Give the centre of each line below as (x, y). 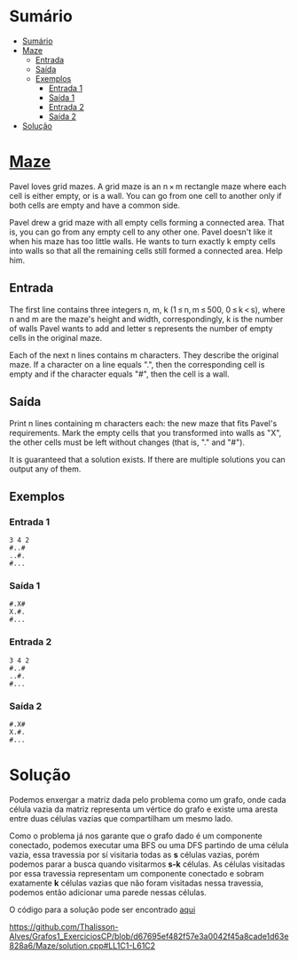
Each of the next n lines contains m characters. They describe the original (144, 355)
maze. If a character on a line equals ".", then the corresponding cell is (137, 364)
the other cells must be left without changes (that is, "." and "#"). (127, 442)
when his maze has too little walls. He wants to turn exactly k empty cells (143, 241)
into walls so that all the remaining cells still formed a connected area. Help (146, 250)
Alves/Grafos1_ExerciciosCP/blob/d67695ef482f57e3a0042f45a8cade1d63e (149, 936)
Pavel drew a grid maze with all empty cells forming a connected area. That (147, 222)
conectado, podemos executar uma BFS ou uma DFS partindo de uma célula (149, 845)
